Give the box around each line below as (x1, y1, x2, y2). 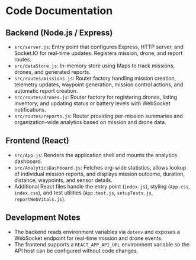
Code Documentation (5, 4, 113, 18)
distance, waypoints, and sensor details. (14, 176, 113, 184)
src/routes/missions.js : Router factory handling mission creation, (14, 75, 176, 82)
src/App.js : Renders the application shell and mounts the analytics (14, 151, 178, 158)
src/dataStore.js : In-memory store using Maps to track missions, (14, 62, 175, 69)
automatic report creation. (14, 87, 78, 94)
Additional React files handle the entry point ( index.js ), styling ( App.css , (14, 183, 191, 190)
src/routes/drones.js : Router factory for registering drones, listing (14, 93, 178, 100)
